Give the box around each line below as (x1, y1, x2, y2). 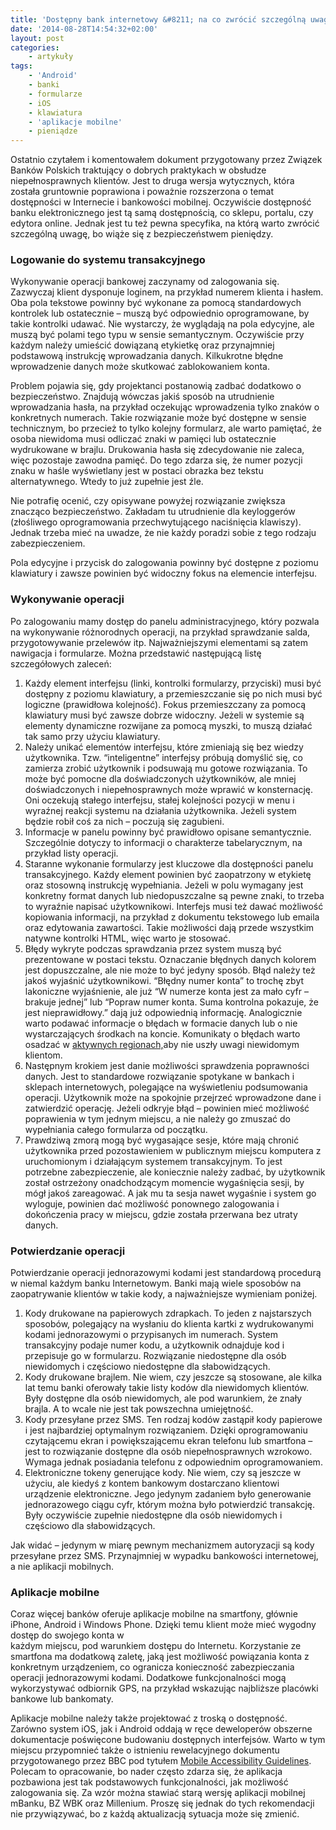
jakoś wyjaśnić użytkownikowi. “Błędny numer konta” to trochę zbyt (24, 974, 305, 986)
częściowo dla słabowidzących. (24, 1520, 156, 1532)
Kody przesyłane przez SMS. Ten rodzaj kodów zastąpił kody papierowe (24, 1414, 323, 1426)
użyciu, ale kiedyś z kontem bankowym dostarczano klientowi (24, 1477, 280, 1490)
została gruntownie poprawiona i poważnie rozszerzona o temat (10, 186, 274, 198)
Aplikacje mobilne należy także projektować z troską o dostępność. (10, 1712, 288, 1725)
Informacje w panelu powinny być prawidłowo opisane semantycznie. (24, 826, 312, 838)
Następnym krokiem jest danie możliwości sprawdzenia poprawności (24, 1059, 310, 1071)
